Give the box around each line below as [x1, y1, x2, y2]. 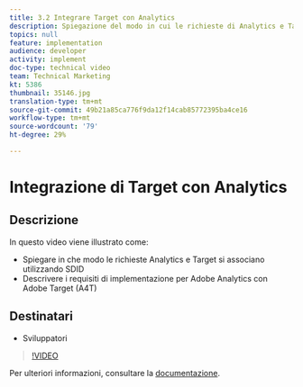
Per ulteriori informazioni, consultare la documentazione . [9, 367, 221, 378]
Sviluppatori [22, 332, 68, 343]
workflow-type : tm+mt [9, 113, 91, 122]
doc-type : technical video [9, 64, 111, 73]
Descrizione [9, 212, 79, 228]
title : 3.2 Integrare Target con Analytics [9, 13, 176, 22]
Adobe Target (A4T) [22, 283, 97, 293]
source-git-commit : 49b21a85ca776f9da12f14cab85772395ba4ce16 [9, 105, 248, 114]
